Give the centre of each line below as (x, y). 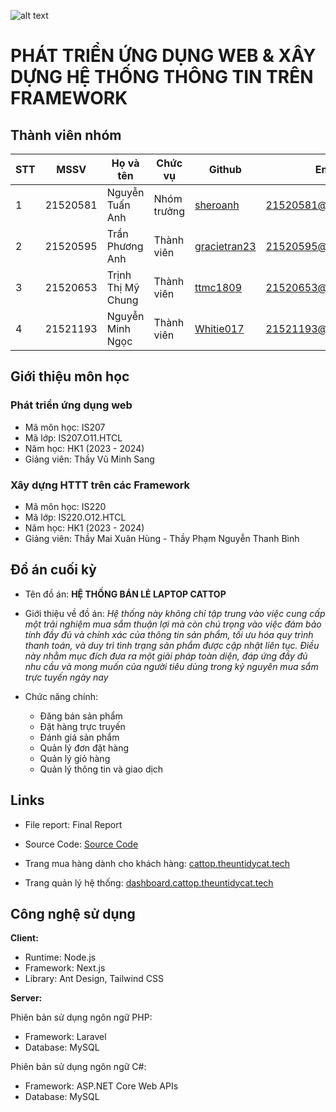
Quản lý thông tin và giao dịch (101, 769)
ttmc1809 (218, 287)
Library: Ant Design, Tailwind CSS (94, 979)
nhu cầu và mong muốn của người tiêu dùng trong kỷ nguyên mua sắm (171, 666)
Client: (24, 938)
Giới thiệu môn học (70, 376)
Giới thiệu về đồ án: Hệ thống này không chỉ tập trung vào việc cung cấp (175, 613)
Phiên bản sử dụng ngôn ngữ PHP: (81, 1017)
